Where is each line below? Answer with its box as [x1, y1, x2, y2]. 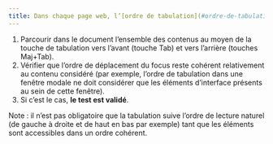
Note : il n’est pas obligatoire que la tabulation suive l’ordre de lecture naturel [8, 111, 265, 120]
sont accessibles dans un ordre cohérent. [8, 128, 148, 137]
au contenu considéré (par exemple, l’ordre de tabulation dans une [19, 68, 244, 78]
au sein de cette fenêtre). [19, 86, 106, 96]
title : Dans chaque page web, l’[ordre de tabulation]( [8, 11, 201, 20]
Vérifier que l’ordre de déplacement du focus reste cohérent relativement [19, 60, 265, 70]
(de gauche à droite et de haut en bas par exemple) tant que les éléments [8, 119, 254, 129]
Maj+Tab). [19, 51, 54, 61]
